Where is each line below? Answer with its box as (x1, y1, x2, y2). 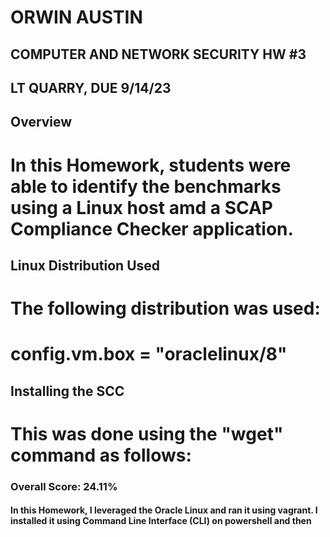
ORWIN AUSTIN (10, 6, 143, 29)
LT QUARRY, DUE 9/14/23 (10, 79, 172, 96)
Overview (10, 114, 73, 131)
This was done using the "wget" (10, 422, 284, 445)
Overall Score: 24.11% (10, 479, 118, 493)
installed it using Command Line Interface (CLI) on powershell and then (10, 515, 312, 527)
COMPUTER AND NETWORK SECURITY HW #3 (10, 46, 307, 63)
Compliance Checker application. (10, 217, 294, 240)
